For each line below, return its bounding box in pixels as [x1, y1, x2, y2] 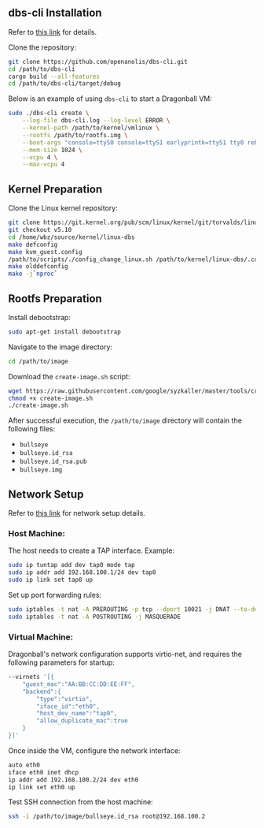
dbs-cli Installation [8, 6, 102, 20]
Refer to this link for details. [8, 27, 97, 36]
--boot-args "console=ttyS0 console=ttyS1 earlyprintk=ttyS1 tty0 [22, 138, 244, 147]
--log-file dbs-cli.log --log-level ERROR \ [22, 117, 170, 125]
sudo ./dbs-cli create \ [8, 110, 90, 117]
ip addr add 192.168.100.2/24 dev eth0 [8, 776, 139, 784]
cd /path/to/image [8, 357, 68, 365]
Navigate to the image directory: [8, 342, 112, 352]
